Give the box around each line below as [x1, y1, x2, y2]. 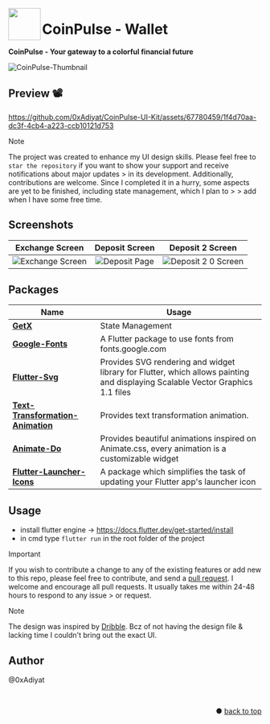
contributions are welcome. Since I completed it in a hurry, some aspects [8, 177, 250, 187]
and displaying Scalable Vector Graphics [100, 377, 253, 388]
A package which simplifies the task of [100, 466, 247, 478]
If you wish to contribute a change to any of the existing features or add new [8, 565, 262, 575]
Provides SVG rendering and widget [100, 357, 235, 368]
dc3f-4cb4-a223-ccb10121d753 [8, 121, 114, 130]
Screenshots [8, 218, 74, 232]
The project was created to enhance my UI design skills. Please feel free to [8, 151, 256, 161]
